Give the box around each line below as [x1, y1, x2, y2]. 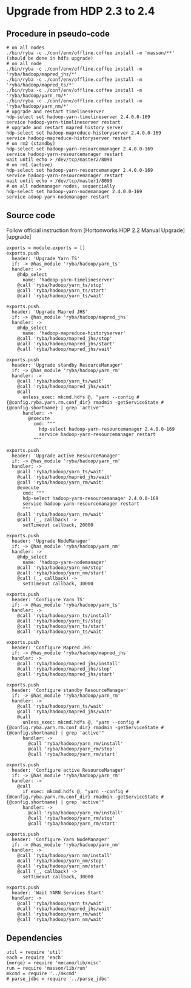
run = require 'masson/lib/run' [6, 965, 88, 971]
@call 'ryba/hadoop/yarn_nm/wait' [17, 916, 104, 922]
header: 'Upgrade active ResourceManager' [12, 453, 121, 459]
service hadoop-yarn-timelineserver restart [6, 119, 121, 125]
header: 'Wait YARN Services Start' [12, 889, 104, 896]
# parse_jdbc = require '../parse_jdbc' [6, 976, 110, 982]
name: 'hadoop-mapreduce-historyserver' [22, 330, 126, 336]
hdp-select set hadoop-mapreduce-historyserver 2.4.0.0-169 [6, 130, 162, 136]
